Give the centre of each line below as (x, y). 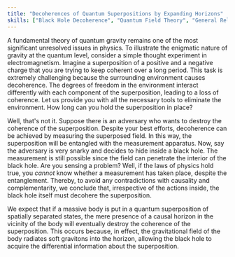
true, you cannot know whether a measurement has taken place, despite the (117, 173)
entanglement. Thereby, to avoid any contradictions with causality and (108, 180)
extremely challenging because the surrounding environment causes (106, 77)
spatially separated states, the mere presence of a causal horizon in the (111, 216)
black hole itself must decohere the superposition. (79, 195)
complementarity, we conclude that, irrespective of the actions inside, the (113, 188)
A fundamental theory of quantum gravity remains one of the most (103, 40)
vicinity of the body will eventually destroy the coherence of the (99, 223)
